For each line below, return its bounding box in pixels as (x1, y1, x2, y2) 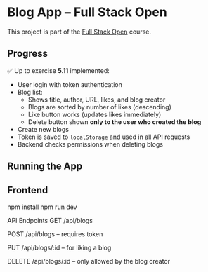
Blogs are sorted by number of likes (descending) (27, 102, 172, 111)
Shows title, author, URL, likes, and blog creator (27, 95, 166, 104)
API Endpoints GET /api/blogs (7, 216, 93, 224)
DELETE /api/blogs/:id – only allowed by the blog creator (7, 257, 171, 265)
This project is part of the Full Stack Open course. (7, 27, 151, 36)
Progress (7, 48, 48, 60)
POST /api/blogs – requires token (7, 229, 103, 238)
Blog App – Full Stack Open (7, 4, 167, 20)
